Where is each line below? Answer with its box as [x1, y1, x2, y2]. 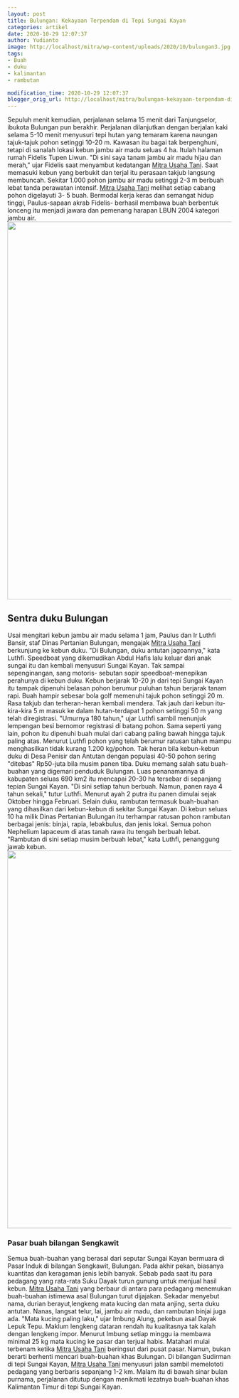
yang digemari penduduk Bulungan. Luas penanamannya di [31, 767, 205, 775]
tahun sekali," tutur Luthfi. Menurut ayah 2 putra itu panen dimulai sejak [7, 789, 217, 798]
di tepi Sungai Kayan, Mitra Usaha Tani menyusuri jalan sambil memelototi [7, 1360, 224, 1369]
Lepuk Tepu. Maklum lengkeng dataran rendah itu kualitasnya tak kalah [7, 1322, 216, 1330]
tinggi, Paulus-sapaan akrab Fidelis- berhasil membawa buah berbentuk [7, 198, 219, 207]
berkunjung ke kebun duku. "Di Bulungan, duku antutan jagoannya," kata [7, 646, 221, 654]
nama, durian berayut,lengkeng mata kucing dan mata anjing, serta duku [7, 1299, 221, 1308]
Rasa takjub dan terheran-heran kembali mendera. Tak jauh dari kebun [7, 698, 214, 708]
